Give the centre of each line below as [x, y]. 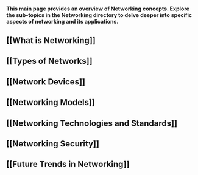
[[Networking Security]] [53, 144]
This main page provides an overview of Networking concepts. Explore [98, 9]
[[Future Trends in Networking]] [68, 164]
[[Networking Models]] [51, 102]
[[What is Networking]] [51, 40]
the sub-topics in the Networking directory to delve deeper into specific [99, 15]
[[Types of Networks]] [49, 61]
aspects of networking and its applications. [62, 21]
